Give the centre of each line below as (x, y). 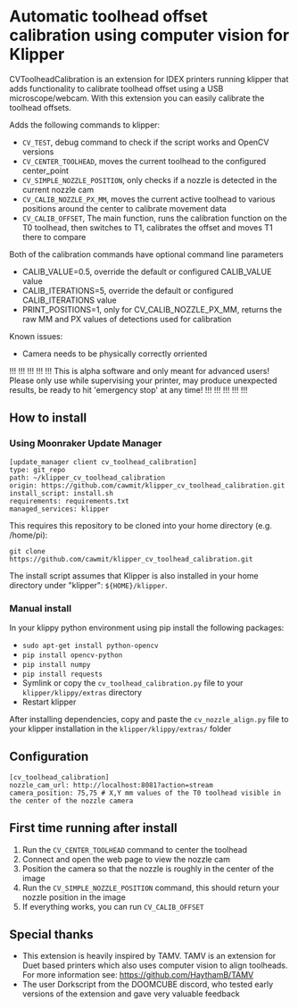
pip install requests (62, 674)
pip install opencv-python (72, 655)
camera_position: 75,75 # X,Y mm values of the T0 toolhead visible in (145, 793)
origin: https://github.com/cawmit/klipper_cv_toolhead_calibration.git (147, 485)
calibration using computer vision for (149, 35)
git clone (28, 551)
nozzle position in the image (74, 897)
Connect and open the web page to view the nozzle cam (126, 859)
